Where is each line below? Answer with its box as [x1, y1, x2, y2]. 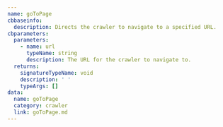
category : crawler [13, 102, 69, 109]
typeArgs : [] [20, 83, 59, 90]
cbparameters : [7, 30, 50, 37]
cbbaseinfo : [7, 17, 42, 24]
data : [7, 89, 23, 96]
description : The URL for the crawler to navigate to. [25, 56, 192, 64]
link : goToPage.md [13, 109, 69, 116]
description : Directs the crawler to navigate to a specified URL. [13, 23, 217, 30]
